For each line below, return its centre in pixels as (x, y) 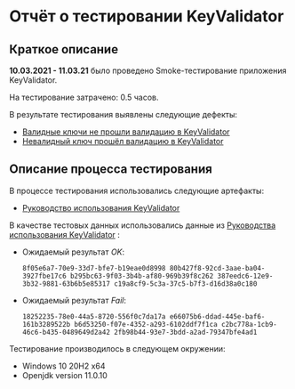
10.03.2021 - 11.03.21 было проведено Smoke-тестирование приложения (148, 70)
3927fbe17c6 (44, 276)
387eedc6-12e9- (245, 276)
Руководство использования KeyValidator (101, 207)
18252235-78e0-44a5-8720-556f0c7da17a (94, 316)
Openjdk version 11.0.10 (65, 375)
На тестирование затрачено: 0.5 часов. (84, 97)
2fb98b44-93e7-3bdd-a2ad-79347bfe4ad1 (186, 332)
